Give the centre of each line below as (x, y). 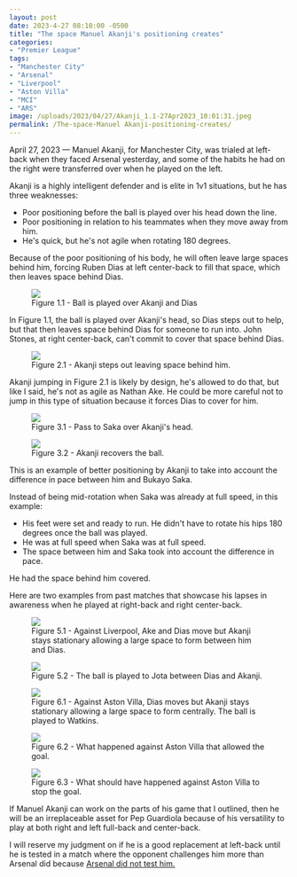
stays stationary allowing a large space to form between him (141, 640)
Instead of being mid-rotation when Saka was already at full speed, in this (144, 497)
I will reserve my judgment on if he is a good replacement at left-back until (145, 845)
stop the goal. (57, 791)
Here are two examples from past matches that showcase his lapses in (138, 595)
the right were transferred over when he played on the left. (116, 168)
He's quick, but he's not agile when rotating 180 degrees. (126, 241)
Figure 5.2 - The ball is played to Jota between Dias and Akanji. (147, 676)
